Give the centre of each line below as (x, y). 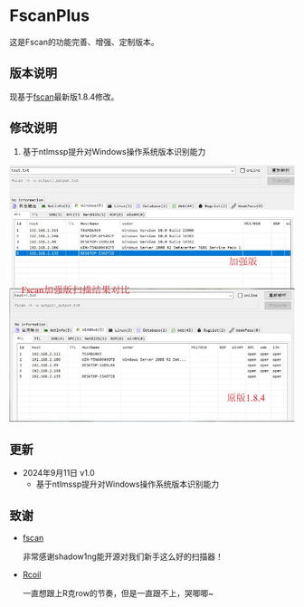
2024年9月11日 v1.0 (58, 473)
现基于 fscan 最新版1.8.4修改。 (64, 97)
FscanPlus (50, 16)
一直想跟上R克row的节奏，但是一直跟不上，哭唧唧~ (118, 593)
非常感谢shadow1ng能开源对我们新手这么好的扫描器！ (123, 556)
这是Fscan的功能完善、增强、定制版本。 (84, 42)
